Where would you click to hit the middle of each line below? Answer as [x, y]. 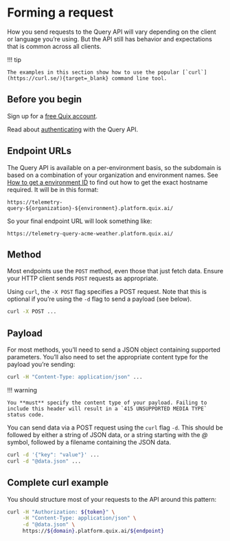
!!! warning [22, 390]
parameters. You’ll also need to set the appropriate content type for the [107, 357]
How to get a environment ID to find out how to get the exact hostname [107, 182]
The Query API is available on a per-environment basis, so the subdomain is [114, 167]
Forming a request [60, 13]
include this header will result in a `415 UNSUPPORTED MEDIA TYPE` [107, 409]
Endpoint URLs [39, 151]
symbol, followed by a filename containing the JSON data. [89, 442]
